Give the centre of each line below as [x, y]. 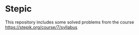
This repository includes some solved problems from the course [70, 22]
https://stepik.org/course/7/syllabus [41, 27]
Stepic [18, 9]
